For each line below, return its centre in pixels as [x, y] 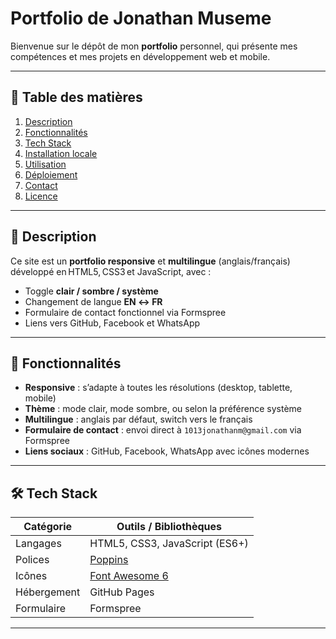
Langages [38, 544]
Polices [32, 560]
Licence [41, 196]
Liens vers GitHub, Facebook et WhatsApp [112, 323]
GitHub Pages [122, 592]
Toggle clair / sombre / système [91, 291]
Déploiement [51, 174]
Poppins [109, 560]
